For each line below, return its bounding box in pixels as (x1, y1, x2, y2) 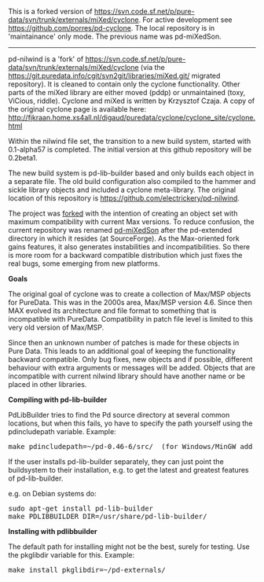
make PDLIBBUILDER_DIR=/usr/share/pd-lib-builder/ (8, 512, 207, 521)
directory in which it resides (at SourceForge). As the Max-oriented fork (8, 234, 240, 243)
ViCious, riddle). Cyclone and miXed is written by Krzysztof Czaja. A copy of (8, 96, 255, 105)
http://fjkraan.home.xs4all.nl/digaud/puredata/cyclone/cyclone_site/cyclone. (8, 113, 256, 122)
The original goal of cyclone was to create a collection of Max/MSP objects (8, 289, 251, 298)
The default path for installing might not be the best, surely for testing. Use (8, 542, 250, 551)
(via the (140, 63, 165, 72)
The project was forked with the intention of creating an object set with (8, 208, 238, 218)
